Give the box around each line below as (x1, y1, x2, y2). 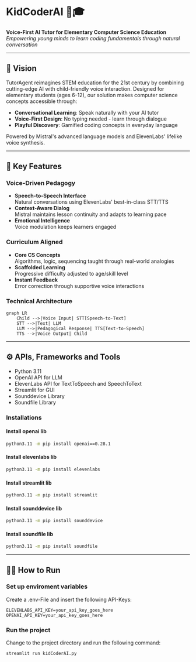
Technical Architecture (6, 297, 73, 305)
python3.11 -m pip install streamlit (6, 492, 98, 498)
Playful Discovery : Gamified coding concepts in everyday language (14, 121, 178, 128)
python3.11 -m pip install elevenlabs (6, 467, 100, 472)
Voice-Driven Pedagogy (6, 179, 76, 187)
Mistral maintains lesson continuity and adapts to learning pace (14, 211, 167, 218)
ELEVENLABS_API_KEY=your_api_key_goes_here (6, 607, 114, 613)
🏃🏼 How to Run (6, 565, 61, 575)
